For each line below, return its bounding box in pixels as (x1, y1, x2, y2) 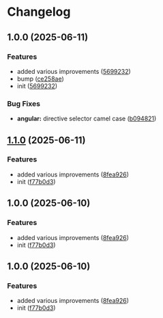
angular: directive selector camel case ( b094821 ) (16, 114, 157, 123)
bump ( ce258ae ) (16, 75, 65, 83)
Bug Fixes (7, 98, 41, 108)
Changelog (7, 4, 71, 20)
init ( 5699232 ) (16, 81, 58, 90)
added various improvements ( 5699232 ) (16, 67, 131, 75)
